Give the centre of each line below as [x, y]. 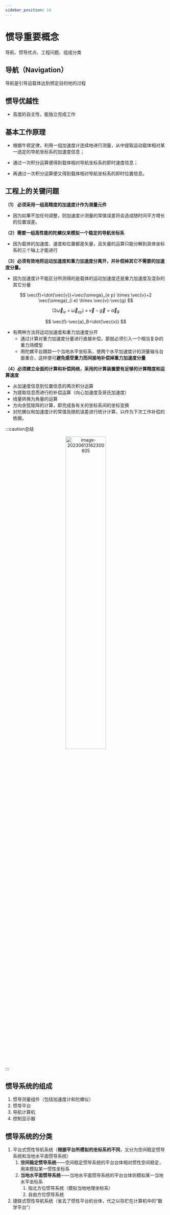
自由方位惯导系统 [46, 1194]
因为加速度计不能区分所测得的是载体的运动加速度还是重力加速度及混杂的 [89, 278]
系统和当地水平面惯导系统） [42, 1156]
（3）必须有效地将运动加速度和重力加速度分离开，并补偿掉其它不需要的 [81, 261]
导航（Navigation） [37, 70]
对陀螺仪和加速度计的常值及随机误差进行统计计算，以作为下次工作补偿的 [89, 411]
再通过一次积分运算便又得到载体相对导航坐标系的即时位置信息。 [80, 173]
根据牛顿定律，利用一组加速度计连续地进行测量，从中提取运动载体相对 [87, 145]
